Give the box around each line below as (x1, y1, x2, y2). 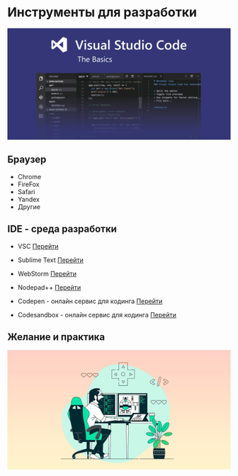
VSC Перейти (17, 242, 59, 250)
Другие (17, 203, 41, 211)
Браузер (7, 154, 47, 166)
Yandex (17, 195, 40, 203)
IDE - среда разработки (7, 223, 117, 235)
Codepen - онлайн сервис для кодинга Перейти (17, 297, 163, 305)
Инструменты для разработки (7, 4, 197, 21)
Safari (17, 187, 35, 195)
